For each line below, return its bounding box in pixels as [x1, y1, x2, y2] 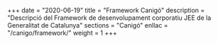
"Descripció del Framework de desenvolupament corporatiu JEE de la [7, 13, 212, 22]
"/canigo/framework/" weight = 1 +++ [7, 28, 117, 37]
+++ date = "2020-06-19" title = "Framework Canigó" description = [7, 6, 205, 14]
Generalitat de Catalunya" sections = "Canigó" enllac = [7, 21, 168, 29]
